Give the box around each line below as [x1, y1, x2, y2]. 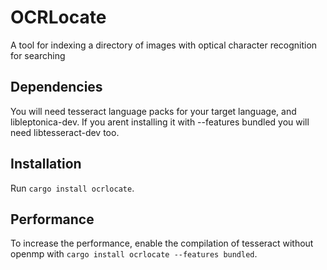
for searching [10, 49, 66, 61]
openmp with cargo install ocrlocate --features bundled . [10, 248, 258, 260]
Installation [10, 156, 82, 173]
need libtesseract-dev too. [10, 126, 120, 138]
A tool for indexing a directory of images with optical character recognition [10, 39, 318, 51]
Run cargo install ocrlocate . [10, 182, 135, 194]
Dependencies [10, 79, 103, 96]
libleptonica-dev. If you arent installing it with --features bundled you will [10, 116, 310, 128]
